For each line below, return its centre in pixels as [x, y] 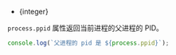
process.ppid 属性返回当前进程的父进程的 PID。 [86, 28]
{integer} [34, 12]
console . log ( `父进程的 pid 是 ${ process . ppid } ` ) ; [88, 43]
